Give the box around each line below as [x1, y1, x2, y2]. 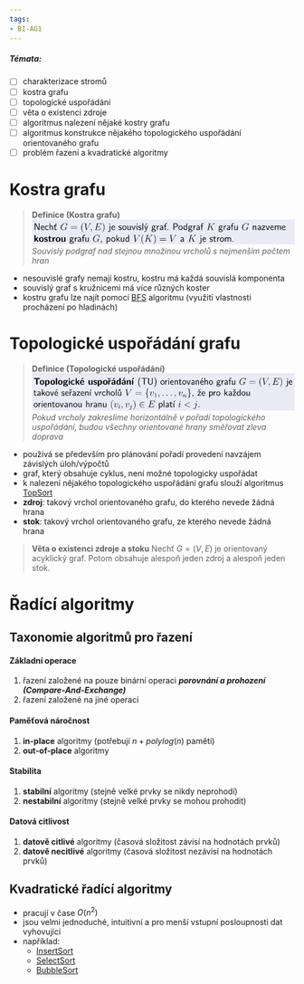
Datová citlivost [9, 816, 70, 827]
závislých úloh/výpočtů [22, 458, 110, 469]
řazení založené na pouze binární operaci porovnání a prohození [22, 675, 266, 686]
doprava [31, 431, 63, 442]
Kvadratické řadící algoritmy [9, 882, 173, 897]
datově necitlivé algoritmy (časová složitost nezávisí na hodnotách [22, 845, 273, 856]
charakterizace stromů [22, 76, 107, 87]
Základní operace [9, 654, 77, 665]
